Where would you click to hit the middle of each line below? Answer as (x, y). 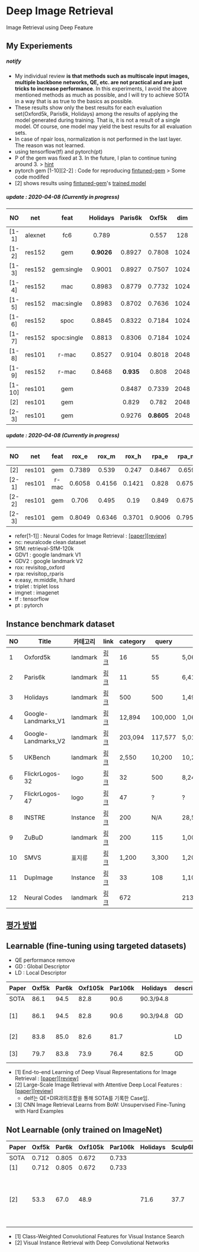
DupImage (38, 878)
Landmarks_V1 (45, 721)
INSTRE (35, 818)
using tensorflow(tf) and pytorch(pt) (59, 152)
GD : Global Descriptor (42, 967)
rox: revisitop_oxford (40, 567)
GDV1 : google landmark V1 (48, 555)
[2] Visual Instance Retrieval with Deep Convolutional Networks (92, 1243)
